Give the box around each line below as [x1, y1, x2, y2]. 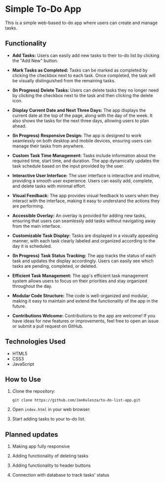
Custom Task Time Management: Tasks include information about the [12, 152, 156, 158]
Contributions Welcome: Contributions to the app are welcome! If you [12, 312, 156, 318]
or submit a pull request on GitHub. [12, 323, 84, 329]
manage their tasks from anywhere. [12, 143, 85, 149]
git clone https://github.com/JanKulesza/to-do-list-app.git [12, 398, 141, 403]
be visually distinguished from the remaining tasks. [12, 77, 116, 83]
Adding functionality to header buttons [12, 462, 91, 469]
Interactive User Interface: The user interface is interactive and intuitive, [12, 172, 161, 178]
